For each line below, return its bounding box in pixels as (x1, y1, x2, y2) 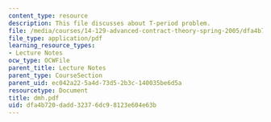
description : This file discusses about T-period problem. (8, 19, 211, 27)
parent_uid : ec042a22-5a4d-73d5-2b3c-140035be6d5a (8, 79, 182, 87)
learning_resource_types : (8, 42, 95, 50)
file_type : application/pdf (8, 34, 103, 43)
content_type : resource (8, 11, 89, 20)
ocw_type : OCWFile (8, 57, 70, 65)
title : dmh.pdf (8, 94, 60, 102)
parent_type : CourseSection (8, 71, 103, 79)
